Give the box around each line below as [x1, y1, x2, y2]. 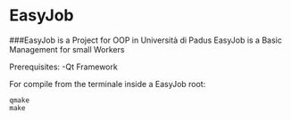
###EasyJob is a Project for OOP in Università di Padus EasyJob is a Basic [9, 35, 283, 45]
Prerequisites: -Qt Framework [9, 61, 118, 72]
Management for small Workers [9, 44, 125, 54]
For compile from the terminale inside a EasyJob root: [9, 78, 206, 89]
